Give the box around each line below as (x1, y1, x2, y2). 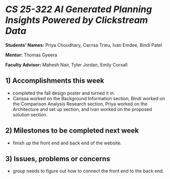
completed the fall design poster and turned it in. (12, 90, 116, 96)
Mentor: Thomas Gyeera (5, 52, 58, 58)
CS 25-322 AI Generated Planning (5, 4, 152, 15)
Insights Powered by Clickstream (5, 14, 148, 26)
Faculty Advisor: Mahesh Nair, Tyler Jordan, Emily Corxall (5, 62, 128, 68)
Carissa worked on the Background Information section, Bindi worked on (12, 95, 165, 101)
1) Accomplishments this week (5, 76, 104, 85)
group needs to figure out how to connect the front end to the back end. (12, 168, 164, 174)
